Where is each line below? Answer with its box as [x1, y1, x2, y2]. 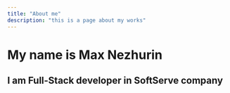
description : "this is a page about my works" [7, 17, 146, 24]
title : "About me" [7, 10, 61, 17]
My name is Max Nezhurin [7, 47, 163, 63]
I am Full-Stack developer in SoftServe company [7, 75, 224, 87]
